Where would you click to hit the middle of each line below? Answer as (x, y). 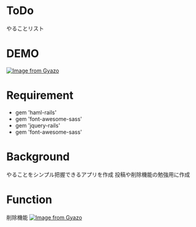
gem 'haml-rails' (36, 112)
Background (38, 156)
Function (29, 199)
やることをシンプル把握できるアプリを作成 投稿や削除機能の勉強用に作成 (98, 174)
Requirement (40, 95)
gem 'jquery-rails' (38, 125)
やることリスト (25, 28)
